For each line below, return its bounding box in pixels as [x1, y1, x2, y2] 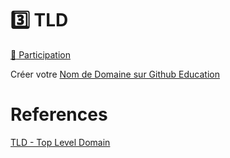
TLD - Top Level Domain [10, 136, 111, 148]
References [10, 103, 108, 126]
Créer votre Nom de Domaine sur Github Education [10, 68, 220, 80]
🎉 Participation [10, 48, 71, 61]
